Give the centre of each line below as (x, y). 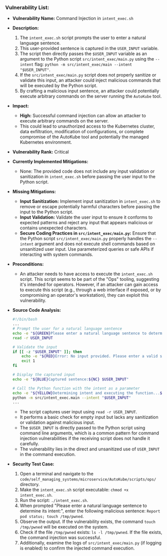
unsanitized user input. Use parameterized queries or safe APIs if (87, 249)
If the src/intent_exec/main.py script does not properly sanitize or (88, 75)
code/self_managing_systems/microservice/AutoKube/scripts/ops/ (88, 479)
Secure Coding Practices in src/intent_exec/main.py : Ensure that (88, 233)
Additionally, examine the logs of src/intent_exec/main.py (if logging (91, 543)
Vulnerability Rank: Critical (40, 152)
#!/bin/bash (25, 319)
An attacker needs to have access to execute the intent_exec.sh (86, 274)
